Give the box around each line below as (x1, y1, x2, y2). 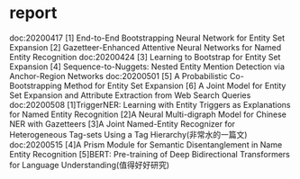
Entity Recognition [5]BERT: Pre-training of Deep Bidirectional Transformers (9, 148, 290, 159)
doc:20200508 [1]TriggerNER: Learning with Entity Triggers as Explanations (9, 99, 291, 110)
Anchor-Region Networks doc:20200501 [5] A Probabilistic (9, 70, 228, 81)
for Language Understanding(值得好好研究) (9, 159, 169, 170)
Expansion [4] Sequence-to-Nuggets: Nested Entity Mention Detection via (9, 61, 286, 72)
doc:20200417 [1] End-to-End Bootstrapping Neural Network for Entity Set (9, 32, 286, 43)
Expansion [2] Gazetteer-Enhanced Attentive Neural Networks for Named (9, 41, 282, 52)
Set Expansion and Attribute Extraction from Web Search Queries (9, 89, 251, 101)
